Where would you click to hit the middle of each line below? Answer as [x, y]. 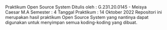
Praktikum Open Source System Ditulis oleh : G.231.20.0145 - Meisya [76, 7]
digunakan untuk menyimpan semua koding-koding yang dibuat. [71, 22]
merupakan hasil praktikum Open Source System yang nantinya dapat [77, 17]
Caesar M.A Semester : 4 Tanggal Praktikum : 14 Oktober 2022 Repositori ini [83, 12]
